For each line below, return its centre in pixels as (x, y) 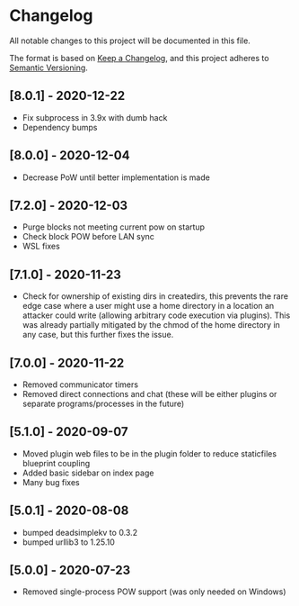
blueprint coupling (56, 463)
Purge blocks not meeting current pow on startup (113, 227)
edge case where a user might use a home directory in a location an (148, 306)
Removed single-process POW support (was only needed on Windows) (154, 592)
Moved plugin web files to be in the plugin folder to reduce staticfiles (149, 453)
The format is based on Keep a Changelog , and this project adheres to (139, 58)
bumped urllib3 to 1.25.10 (68, 542)
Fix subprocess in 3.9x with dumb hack (95, 117)
